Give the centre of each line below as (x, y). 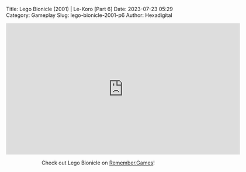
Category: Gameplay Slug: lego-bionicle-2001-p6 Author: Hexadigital (89, 15)
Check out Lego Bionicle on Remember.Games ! (98, 163)
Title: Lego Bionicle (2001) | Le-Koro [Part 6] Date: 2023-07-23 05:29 (90, 9)
